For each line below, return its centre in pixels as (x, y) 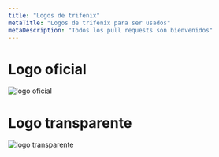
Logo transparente (70, 123)
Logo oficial (47, 69)
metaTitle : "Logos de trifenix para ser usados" (89, 23)
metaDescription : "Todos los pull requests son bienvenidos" (111, 30)
